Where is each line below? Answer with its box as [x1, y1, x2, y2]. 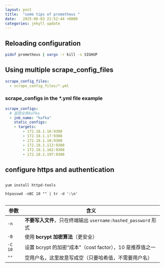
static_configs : [14, 120, 48, 125]
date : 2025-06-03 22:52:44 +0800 [5, 16, 78, 21]
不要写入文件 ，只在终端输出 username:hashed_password [24, 217, 151, 224]
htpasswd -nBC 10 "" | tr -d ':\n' [5, 191, 78, 197]
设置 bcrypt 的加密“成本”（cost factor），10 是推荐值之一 [24, 244, 156, 251]
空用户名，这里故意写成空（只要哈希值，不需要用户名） [24, 254, 153, 261]
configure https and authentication [5, 165, 114, 174]
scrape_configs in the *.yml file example [5, 95, 103, 102]
